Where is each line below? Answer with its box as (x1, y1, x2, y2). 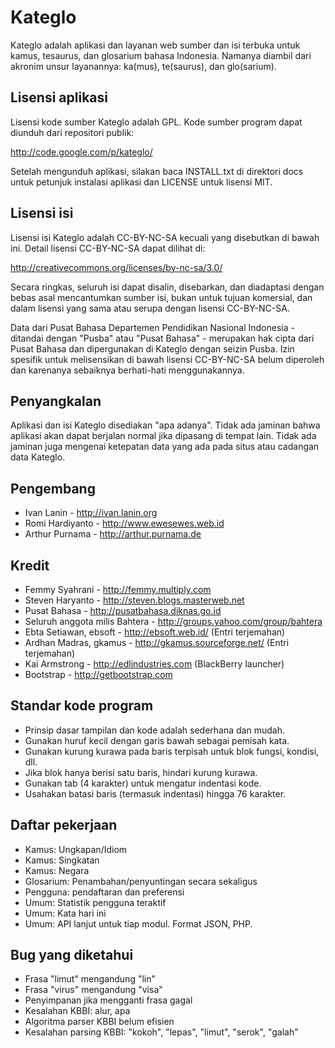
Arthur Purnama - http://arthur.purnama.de (24, 528, 202, 540)
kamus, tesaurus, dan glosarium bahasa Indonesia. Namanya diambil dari (10, 49, 312, 61)
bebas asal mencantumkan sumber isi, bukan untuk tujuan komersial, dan (10, 291, 313, 303)
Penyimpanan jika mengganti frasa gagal (24, 994, 193, 1006)
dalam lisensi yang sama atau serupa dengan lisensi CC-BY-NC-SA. (10, 302, 290, 314)
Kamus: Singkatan (24, 854, 100, 866)
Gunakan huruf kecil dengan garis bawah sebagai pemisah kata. (24, 734, 290, 746)
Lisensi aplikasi (10, 89, 108, 106)
